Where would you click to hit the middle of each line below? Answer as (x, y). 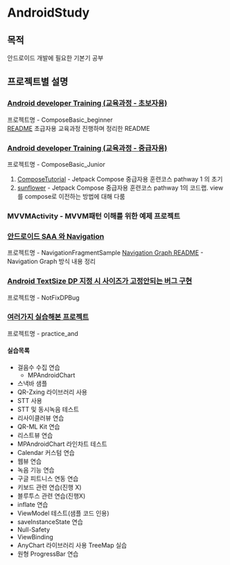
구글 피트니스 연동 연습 (48, 478)
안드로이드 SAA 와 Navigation (56, 236)
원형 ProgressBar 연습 (48, 554)
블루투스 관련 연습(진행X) (51, 496)
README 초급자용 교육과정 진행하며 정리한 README (79, 128)
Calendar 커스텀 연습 (46, 452)
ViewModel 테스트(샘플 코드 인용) (63, 513)
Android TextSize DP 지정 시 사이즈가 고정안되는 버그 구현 (100, 281)
